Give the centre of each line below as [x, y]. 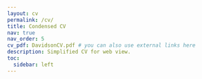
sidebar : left [33, 65]
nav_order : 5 [26, 39]
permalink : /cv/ [30, 20]
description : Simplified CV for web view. [69, 52]
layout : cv [23, 13]
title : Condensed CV [37, 26]
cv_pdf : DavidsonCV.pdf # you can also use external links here [101, 45]
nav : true [21, 33]
